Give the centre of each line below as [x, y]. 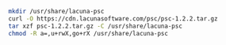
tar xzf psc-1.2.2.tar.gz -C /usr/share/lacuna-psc [95, 26]
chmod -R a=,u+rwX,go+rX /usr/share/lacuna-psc [88, 33]
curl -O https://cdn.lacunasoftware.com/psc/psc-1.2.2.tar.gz [113, 19]
